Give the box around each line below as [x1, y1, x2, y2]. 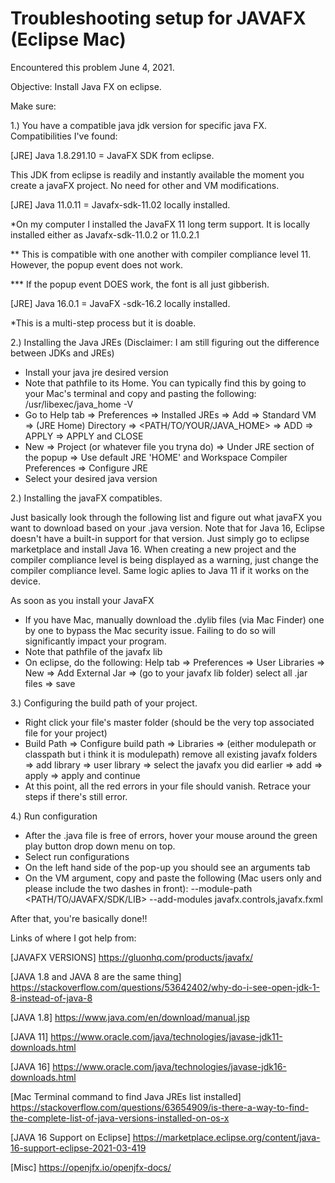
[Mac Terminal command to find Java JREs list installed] [10, 1090, 242, 1102]
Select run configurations [24, 850, 130, 862]
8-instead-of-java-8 [10, 992, 93, 1004]
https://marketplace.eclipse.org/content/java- [132, 1131, 321, 1143]
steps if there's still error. [24, 790, 128, 802]
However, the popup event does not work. [10, 258, 183, 271]
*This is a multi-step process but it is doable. [10, 317, 197, 329]
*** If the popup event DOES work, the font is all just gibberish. [10, 278, 270, 290]
